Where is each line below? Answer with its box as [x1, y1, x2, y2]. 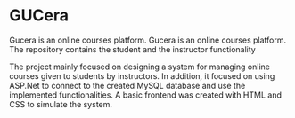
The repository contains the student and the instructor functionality [9, 43, 256, 54]
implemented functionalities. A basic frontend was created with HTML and [9, 90, 283, 100]
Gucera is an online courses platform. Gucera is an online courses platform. [9, 35, 287, 45]
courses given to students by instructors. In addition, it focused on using [9, 70, 275, 81]
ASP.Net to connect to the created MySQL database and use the [9, 80, 246, 90]
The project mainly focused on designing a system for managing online [9, 61, 270, 72]
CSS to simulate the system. [9, 98, 113, 109]
